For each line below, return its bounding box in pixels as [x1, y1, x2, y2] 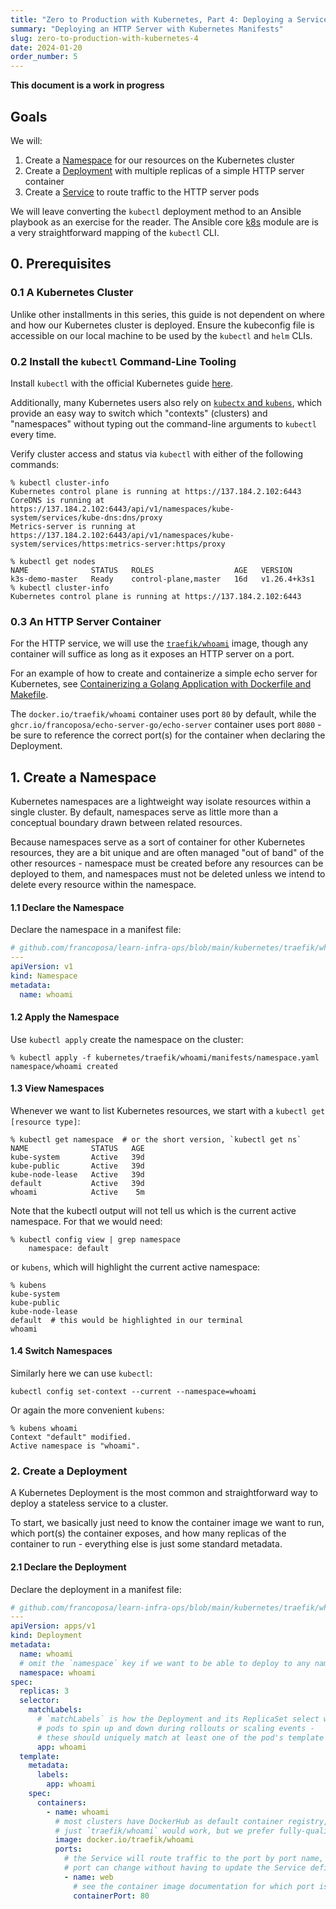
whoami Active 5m [10, 1187, 145, 1197]
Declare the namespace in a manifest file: [10, 924, 182, 936]
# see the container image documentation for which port [73, 1881, 315, 1891]
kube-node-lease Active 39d [10, 1169, 145, 1180]
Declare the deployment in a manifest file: [10, 1583, 182, 1595]
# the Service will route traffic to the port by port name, [63, 1854, 325, 1864]
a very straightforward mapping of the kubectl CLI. [10, 226, 220, 238]
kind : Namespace [10, 971, 78, 981]
